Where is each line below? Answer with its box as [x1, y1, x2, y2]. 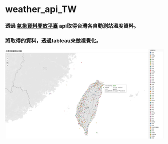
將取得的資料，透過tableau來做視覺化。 [5, 37, 102, 44]
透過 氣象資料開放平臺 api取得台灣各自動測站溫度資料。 [5, 23, 139, 30]
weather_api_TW [5, 4, 77, 15]
